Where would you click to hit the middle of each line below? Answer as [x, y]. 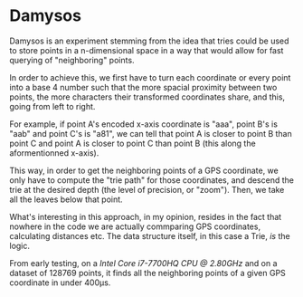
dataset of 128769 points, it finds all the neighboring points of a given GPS [148, 273]
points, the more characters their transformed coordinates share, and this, [147, 97]
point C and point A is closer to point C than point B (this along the [133, 143]
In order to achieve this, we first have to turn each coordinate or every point [150, 77]
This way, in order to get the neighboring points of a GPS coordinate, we [144, 170]
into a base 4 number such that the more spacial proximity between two [143, 87]
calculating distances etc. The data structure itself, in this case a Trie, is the [150, 235]
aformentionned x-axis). [54, 153]
